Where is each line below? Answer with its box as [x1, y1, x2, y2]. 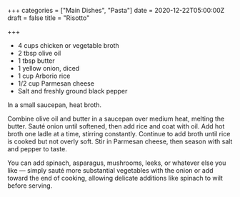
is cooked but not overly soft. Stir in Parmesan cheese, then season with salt [7, 137, 233, 146]
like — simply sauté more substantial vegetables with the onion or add [7, 166, 214, 174]
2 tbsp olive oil [17, 49, 61, 57]
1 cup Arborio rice [17, 71, 71, 80]
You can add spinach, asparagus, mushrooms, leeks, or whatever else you [7, 158, 226, 167]
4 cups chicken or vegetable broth [17, 41, 119, 49]
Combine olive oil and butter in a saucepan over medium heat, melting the [7, 114, 225, 123]
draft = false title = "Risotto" [7, 14, 90, 22]
